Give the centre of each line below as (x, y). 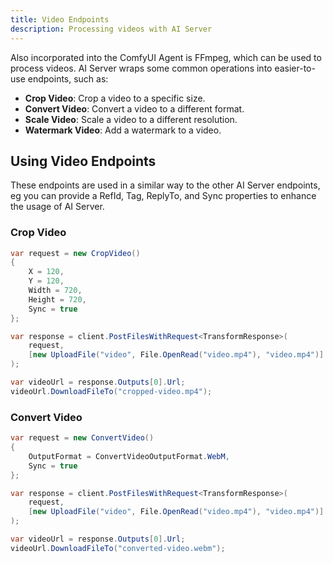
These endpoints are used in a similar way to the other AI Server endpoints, (165, 185)
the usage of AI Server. (57, 207)
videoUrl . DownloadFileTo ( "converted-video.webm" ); (118, 548)
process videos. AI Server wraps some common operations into (141, 68)
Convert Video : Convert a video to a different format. (134, 108)
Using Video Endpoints (83, 161)
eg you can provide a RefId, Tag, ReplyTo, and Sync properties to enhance (163, 196)
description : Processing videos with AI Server (111, 29)
